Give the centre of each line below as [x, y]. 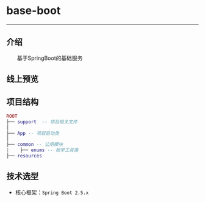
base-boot [34, 11]
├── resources [24, 156]
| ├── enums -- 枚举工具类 [42, 150]
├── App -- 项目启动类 [33, 133]
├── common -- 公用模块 [34, 145]
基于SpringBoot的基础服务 [50, 58]
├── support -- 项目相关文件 [42, 122]
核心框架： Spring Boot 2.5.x [52, 192]
